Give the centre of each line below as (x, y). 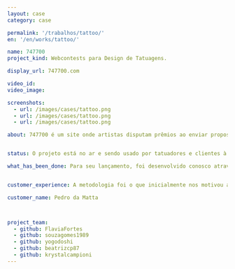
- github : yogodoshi (43, 242)
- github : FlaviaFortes (48, 229)
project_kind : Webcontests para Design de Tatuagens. (87, 59)
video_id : (22, 84)
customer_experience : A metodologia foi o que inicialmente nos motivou (115, 185)
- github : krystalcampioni (53, 255)
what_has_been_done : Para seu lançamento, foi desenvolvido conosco (109, 166)
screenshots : (26, 103)
